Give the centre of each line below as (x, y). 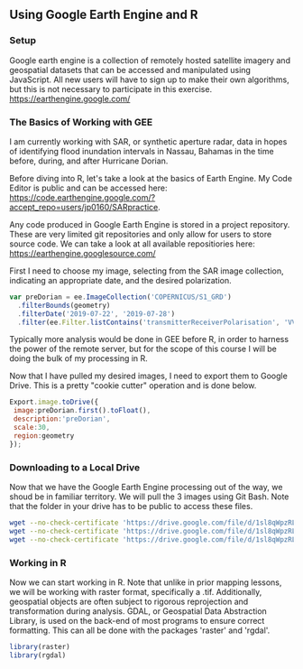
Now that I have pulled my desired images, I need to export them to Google (149, 376)
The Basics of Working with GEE (81, 122)
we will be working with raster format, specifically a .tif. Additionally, (136, 591)
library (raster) (40, 646)
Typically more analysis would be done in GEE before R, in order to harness (149, 339)
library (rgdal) (38, 655)
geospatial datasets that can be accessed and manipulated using (130, 70)
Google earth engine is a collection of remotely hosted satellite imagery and (150, 60)
